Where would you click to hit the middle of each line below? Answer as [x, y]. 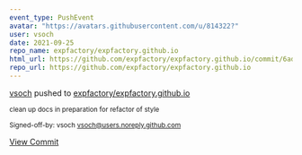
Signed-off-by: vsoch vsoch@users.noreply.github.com [95, 125]
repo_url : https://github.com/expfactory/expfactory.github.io [130, 68]
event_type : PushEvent [52, 17]
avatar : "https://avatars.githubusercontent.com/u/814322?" [124, 26]
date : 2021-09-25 [42, 43]
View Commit [34, 142]
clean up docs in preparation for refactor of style [84, 109]
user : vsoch [31, 34]
